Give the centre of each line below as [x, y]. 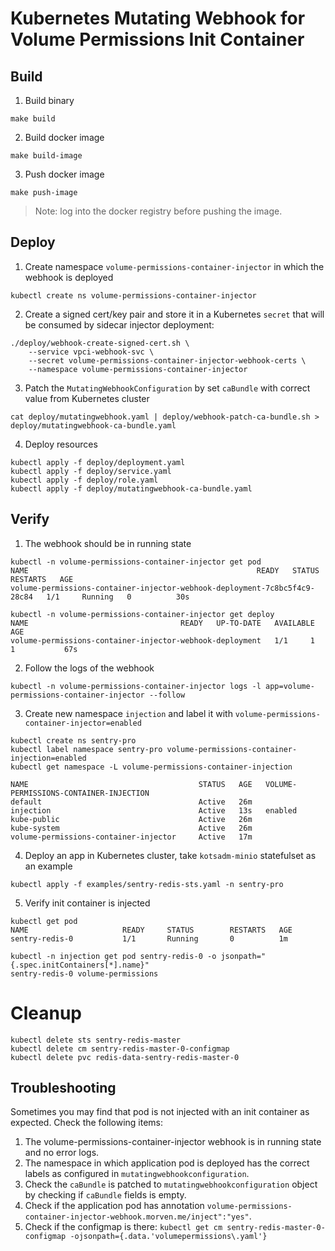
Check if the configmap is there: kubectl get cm [123, 1227]
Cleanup [46, 1013]
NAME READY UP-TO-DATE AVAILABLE [162, 623]
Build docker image [64, 137]
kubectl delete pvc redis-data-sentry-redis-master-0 [125, 1057]
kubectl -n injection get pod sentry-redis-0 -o [113, 956]
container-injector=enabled [83, 723]
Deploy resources [61, 444]
